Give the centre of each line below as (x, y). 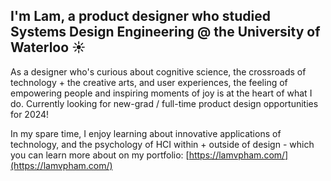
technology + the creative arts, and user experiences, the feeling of (149, 82)
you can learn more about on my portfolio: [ (100, 155)
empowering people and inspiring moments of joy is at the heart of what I (161, 93)
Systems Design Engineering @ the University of (165, 32)
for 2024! (30, 114)
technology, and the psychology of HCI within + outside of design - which (162, 144)
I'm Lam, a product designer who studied (140, 16)
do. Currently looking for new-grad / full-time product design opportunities (164, 103)
